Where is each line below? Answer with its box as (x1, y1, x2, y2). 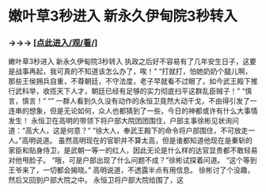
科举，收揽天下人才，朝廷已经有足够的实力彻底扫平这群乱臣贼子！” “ (21, 86, 245, 96)
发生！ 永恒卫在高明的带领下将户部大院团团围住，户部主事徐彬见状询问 (8, 116, 239, 126)
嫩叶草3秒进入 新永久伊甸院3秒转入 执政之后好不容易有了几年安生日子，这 (8, 57, 250, 66)
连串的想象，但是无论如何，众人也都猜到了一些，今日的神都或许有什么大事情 (8, 106, 258, 115)
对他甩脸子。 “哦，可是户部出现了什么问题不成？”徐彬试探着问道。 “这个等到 (8, 156, 257, 165)
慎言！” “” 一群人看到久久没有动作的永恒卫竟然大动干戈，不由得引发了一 (21, 96, 257, 106)
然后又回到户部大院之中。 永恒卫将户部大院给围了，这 (8, 175, 184, 185)
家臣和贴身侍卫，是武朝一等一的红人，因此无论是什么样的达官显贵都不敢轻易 (8, 145, 258, 155)
